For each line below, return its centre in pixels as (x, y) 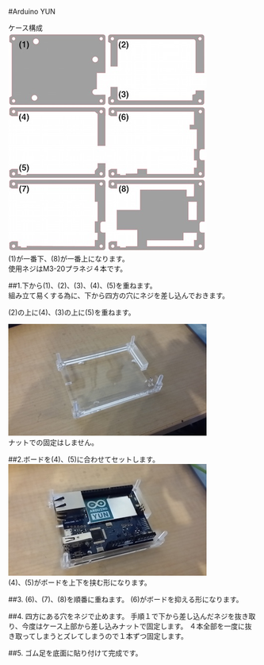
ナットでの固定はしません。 (54, 443)
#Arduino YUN (32, 12)
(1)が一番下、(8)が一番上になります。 (69, 259)
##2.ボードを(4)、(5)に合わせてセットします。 (84, 459)
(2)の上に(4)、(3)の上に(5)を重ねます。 (72, 312)
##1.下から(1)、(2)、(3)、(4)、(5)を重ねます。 (82, 286)
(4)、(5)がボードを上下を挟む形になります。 (80, 582)
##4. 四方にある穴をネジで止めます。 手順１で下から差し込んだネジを (122, 616)
